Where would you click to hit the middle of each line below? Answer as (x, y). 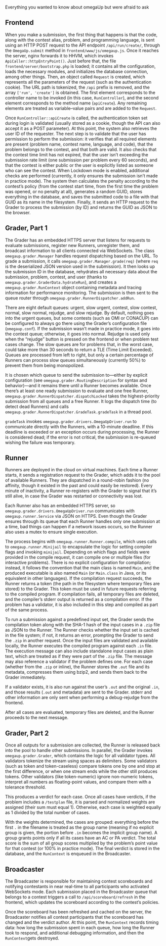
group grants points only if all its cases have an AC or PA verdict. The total (81, 838)
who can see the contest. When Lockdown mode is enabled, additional (77, 170)
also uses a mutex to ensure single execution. (51, 532)
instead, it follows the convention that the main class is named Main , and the (82, 568)
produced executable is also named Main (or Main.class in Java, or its (76, 573)
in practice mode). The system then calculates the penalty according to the (82, 181)
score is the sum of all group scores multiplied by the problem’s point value (82, 843)
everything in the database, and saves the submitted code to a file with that (82, 197)
